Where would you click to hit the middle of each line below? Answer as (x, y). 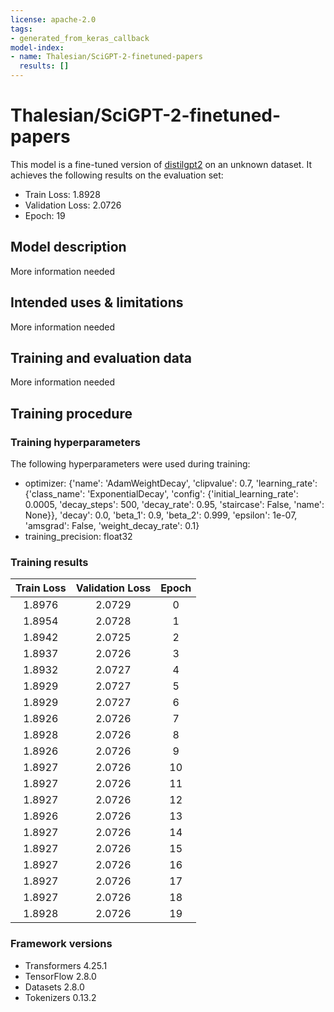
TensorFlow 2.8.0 (60, 976)
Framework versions (61, 944)
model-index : (37, 47)
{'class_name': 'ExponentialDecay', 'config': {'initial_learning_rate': (161, 494)
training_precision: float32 (78, 537)
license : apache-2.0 (53, 19)
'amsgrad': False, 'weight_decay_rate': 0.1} (112, 526)
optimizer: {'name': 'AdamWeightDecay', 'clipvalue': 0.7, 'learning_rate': (171, 483)
